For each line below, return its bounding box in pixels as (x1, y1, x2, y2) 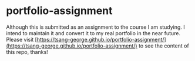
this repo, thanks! (6, 48, 48, 55)
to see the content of (138, 42, 189, 49)
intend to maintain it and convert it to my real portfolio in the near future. (6, 29, 181, 36)
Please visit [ (6, 36, 37, 43)
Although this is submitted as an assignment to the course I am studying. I (6, 23, 185, 30)
